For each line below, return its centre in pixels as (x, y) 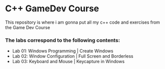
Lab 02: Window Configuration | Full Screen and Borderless (73, 56)
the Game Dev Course (28, 27)
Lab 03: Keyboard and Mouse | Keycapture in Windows (68, 62)
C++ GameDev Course (52, 9)
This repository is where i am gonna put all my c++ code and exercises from (83, 22)
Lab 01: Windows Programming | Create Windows (63, 51)
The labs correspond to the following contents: (62, 40)
